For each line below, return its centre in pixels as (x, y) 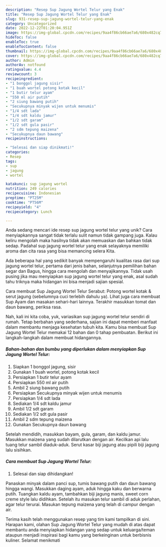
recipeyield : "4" (23, 207)
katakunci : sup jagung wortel (37, 184)
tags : (11, 161)
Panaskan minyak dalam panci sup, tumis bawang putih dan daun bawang (81, 484)
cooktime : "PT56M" (24, 202)
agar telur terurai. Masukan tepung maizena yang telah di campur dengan (80, 504)
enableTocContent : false (31, 47)
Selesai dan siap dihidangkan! (43, 474)
